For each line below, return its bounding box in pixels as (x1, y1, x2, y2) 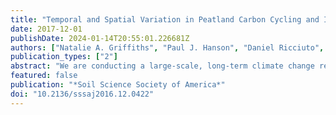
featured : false (10, 71, 78, 81)
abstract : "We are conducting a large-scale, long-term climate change (10, 61, 315, 71)
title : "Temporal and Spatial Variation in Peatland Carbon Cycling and (10, 14, 320, 25)
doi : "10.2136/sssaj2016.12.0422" (10, 89, 155, 99)
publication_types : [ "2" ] (10, 52, 118, 62)
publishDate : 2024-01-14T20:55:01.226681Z (10, 33, 190, 43)
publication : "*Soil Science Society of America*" (10, 80, 226, 90)
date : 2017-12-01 (10, 24, 83, 34)
